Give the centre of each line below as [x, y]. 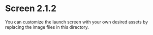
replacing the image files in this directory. [47, 27]
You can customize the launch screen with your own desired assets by [76, 22]
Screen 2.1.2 [31, 9]
